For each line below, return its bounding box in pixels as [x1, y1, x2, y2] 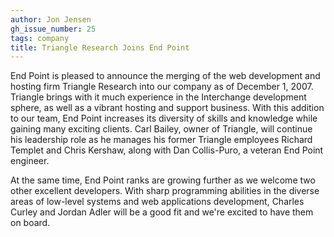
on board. [10, 217, 51, 229]
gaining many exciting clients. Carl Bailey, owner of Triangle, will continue [10, 123, 313, 135]
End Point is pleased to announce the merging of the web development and [10, 70, 321, 82]
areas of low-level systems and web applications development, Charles [10, 196, 305, 208]
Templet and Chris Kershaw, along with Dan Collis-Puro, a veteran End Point [10, 144, 324, 156]
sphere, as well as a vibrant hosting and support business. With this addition [10, 102, 325, 114]
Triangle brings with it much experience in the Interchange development [10, 91, 307, 103]
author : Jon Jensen [10, 14, 92, 25]
